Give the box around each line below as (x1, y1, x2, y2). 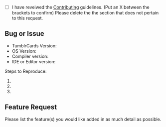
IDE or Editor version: (11, 58, 56, 64)
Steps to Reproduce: (4, 68, 47, 74)
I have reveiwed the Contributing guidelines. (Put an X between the (11, 4, 150, 10)
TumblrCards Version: (11, 42, 57, 49)
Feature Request (4, 103, 57, 112)
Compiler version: (11, 53, 48, 59)
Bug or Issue (4, 29, 44, 38)
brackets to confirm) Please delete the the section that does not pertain (11, 10, 159, 16)
